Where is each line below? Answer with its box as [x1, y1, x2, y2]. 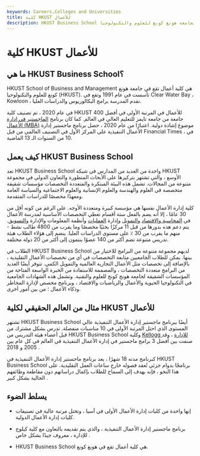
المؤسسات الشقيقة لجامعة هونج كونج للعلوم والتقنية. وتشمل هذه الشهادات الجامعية [7, 273, 191, 280]
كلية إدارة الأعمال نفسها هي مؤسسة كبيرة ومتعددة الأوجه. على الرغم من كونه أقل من [7, 204, 194, 211]
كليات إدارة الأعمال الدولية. [15, 413, 75, 420]
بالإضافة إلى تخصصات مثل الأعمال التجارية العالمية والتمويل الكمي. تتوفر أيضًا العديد [7, 260, 190, 267]
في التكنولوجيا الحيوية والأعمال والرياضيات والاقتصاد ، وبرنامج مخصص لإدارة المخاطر [7, 279, 192, 286]
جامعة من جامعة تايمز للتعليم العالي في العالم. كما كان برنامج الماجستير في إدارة [7, 115, 183, 123]
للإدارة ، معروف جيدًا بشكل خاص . [15, 431, 91, 438]
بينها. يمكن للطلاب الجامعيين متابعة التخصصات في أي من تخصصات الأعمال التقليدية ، [7, 254, 192, 261]
